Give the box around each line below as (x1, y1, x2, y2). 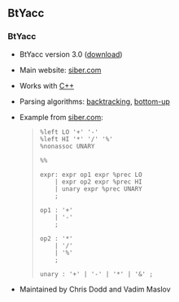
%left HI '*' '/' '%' (39, 135, 113, 143)
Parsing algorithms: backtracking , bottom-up (19, 97, 170, 106)
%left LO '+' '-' (39, 127, 99, 136)
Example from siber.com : (19, 112, 103, 122)
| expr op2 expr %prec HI (55, 178, 143, 186)
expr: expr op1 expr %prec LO (39, 170, 143, 179)
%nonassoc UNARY (39, 142, 95, 150)
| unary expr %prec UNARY (55, 184, 143, 193)
